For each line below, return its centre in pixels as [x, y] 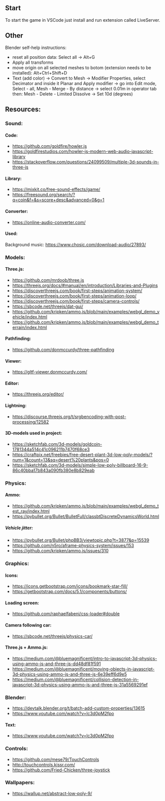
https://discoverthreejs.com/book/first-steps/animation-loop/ [74, 295]
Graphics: [17, 563]
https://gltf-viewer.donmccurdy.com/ [50, 372]
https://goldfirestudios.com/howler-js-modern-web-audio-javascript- [83, 151]
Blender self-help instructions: [36, 47]
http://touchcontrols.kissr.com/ [44, 764]
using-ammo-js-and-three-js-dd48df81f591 [56, 664]
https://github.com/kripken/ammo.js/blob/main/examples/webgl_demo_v [86, 311]
